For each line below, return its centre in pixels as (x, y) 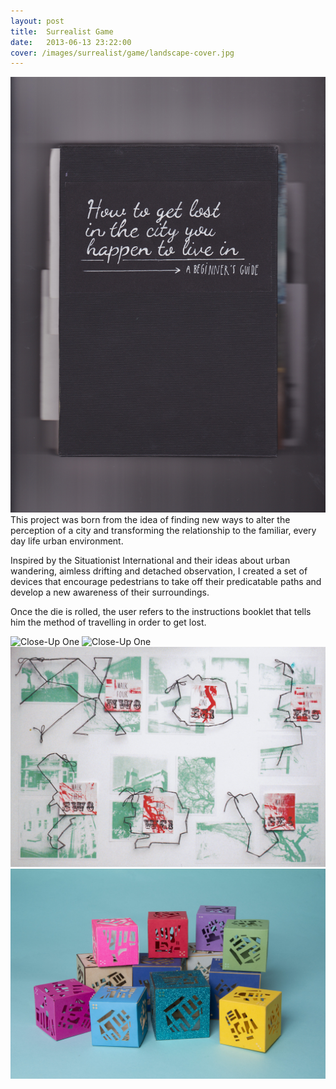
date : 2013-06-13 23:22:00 (71, 42)
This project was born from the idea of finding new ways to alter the (150, 519)
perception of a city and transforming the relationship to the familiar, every (163, 530)
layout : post (37, 21)
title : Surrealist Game (62, 31)
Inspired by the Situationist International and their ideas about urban (150, 560)
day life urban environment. (67, 541)
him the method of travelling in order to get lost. (108, 622)
